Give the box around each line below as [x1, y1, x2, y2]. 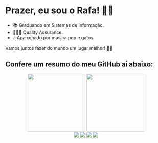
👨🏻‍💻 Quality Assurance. [12, 29, 63, 35]
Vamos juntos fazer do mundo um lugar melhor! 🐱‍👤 [5, 45, 113, 51]
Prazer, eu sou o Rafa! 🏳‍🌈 [5, 5, 114, 16]
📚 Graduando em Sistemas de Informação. [12, 22, 104, 28]
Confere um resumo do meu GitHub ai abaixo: [5, 60, 153, 69]
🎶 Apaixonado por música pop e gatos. [12, 34, 95, 40]
